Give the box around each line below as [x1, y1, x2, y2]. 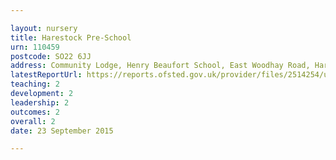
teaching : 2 [10, 79, 60, 90]
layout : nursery [10, 23, 78, 33]
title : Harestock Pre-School [10, 32, 132, 43]
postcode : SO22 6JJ [10, 51, 92, 61]
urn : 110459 [10, 42, 60, 52]
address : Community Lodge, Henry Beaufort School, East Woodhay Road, [10, 61, 311, 71]
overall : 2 [10, 116, 56, 126]
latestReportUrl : [10, 70, 83, 80]
